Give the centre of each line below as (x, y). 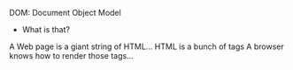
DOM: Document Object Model (65, 13)
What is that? (46, 29)
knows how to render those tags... (72, 56)
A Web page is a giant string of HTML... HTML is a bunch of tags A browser (147, 46)
